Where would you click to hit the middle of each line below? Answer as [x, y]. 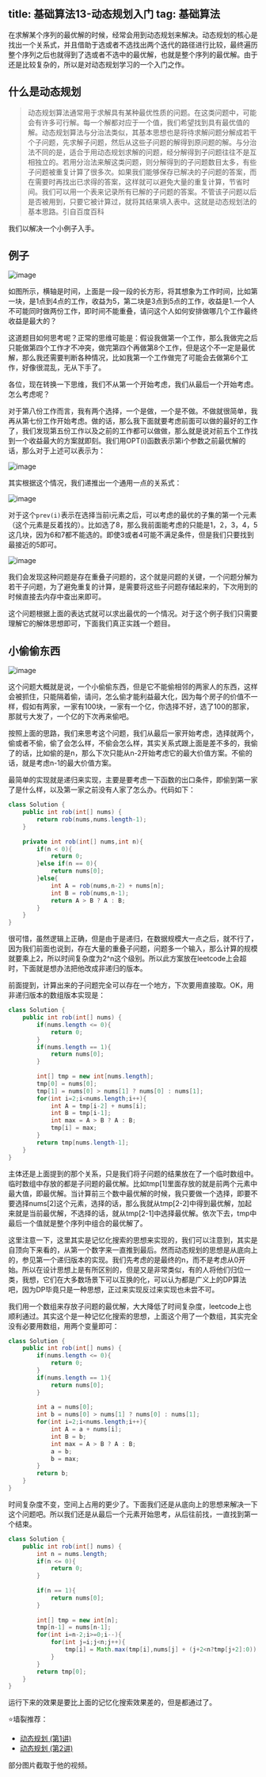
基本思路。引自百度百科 [66, 211]
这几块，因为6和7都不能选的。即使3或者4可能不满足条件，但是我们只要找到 [131, 535]
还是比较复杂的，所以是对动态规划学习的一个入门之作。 [98, 64]
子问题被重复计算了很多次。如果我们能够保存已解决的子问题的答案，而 [142, 172]
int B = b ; [68, 1436]
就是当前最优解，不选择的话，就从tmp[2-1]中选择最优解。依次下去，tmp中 [136, 1213]
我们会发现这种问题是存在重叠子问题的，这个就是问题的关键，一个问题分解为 [133, 577]
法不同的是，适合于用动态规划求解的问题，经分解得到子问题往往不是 [139, 152]
